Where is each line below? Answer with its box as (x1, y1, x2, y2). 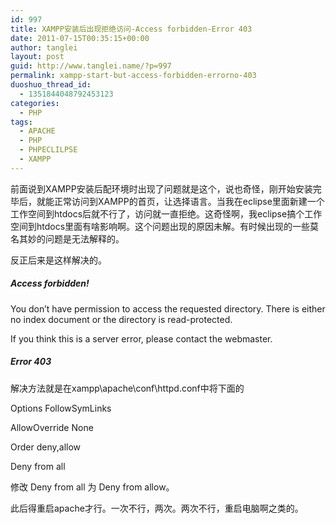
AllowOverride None (10, 421, 94, 433)
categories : (10, 98, 60, 108)
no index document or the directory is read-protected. (10, 313, 233, 325)
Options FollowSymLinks (10, 402, 112, 414)
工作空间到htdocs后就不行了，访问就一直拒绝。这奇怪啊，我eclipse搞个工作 (10, 207, 323, 220)
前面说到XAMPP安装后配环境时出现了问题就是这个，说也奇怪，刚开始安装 (10, 182, 313, 195)
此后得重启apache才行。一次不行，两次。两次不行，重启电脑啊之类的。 (10, 502, 304, 514)
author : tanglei (10, 42, 78, 53)
